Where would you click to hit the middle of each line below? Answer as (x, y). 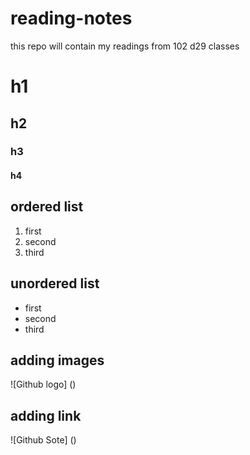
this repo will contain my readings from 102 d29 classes (125, 46)
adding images (57, 360)
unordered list (55, 283)
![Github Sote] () (43, 440)
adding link (46, 415)
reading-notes (71, 18)
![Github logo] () (43, 384)
